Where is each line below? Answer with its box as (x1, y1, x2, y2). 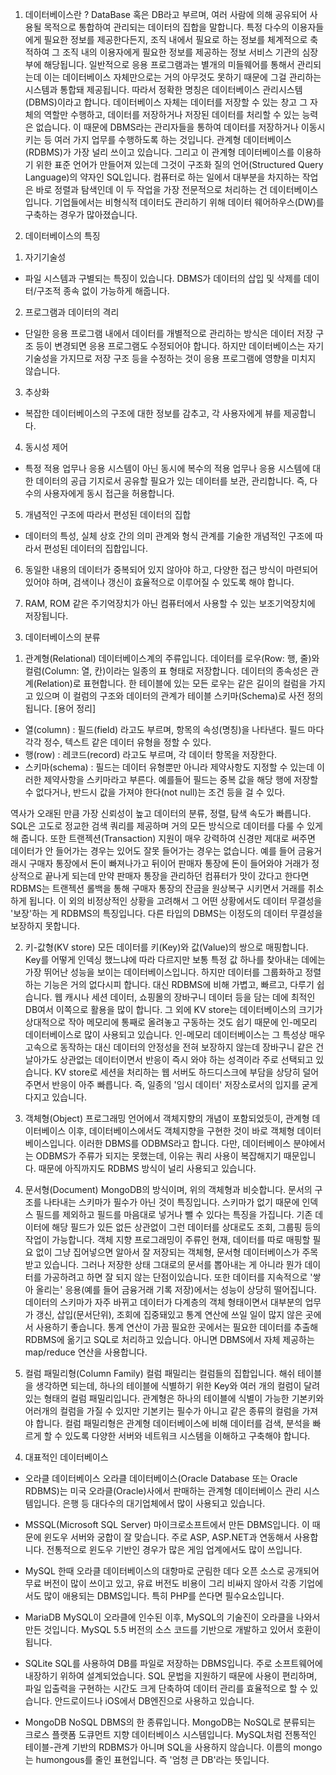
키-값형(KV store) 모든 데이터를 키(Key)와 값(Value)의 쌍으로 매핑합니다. (24, 941, 309, 953)
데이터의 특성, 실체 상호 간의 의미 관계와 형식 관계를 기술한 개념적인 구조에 (24, 530, 313, 542)
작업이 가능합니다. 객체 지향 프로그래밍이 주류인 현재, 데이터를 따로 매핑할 (24, 1234, 311, 1245)
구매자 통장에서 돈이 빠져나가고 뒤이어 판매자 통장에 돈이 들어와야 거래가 (28, 858, 310, 869)
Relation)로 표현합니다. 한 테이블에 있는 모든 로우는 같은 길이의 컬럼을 (36, 678, 308, 689)
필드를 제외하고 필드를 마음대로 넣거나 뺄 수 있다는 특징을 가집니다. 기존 (35, 1209, 313, 1220)
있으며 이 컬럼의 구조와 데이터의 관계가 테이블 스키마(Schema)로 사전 (35, 690, 305, 702)
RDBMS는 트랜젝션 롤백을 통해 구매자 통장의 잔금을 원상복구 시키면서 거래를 (10, 883, 306, 894)
